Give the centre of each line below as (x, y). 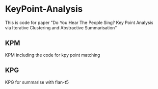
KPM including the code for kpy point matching (53, 55)
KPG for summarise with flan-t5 (37, 82)
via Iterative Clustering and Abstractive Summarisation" (61, 27)
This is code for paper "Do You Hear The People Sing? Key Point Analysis (79, 22)
